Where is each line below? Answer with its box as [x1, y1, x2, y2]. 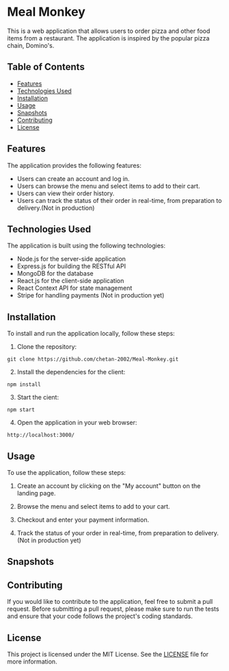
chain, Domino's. [7, 41, 55, 49]
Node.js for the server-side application [16, 255, 126, 263]
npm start [7, 406, 36, 413]
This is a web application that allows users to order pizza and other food [7, 27, 211, 35]
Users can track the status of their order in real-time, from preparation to [16, 196, 222, 204]
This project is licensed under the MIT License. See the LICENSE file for [7, 650, 209, 659]
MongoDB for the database [16, 269, 94, 278]
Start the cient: [16, 393, 59, 402]
